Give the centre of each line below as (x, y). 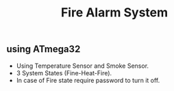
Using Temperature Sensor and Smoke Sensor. (82, 66)
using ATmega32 (43, 49)
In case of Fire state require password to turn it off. (88, 80)
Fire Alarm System (114, 13)
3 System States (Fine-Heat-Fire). (64, 73)
